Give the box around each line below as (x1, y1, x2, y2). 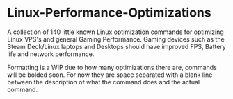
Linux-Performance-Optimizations (7, 5, 211, 21)
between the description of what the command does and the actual (7, 78, 200, 86)
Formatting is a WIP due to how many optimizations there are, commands (7, 63, 217, 71)
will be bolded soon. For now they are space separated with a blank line (7, 71, 213, 79)
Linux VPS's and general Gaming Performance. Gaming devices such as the (7, 35, 225, 43)
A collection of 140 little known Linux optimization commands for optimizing (7, 28, 224, 36)
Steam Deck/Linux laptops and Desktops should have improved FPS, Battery (7, 42, 226, 51)
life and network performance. (7, 50, 95, 58)
